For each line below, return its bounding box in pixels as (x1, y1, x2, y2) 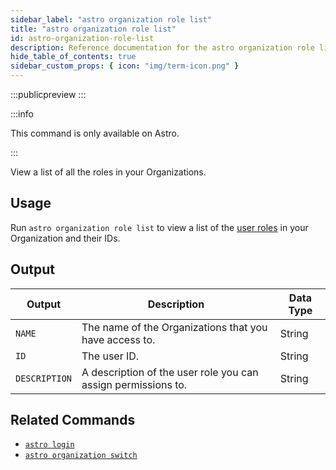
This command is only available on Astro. (10, 127, 180, 139)
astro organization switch (24, 451, 138, 461)
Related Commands (10, 412, 136, 429)
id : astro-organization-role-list (10, 33, 155, 43)
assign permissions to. (81, 377, 188, 391)
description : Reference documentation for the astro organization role (10, 42, 315, 53)
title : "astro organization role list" (10, 24, 177, 34)
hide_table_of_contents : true (10, 52, 137, 62)
